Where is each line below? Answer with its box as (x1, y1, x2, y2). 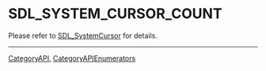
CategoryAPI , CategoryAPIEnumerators (8, 53, 136, 63)
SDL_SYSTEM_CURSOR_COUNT (8, 5, 223, 23)
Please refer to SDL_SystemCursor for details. (8, 31, 158, 40)
